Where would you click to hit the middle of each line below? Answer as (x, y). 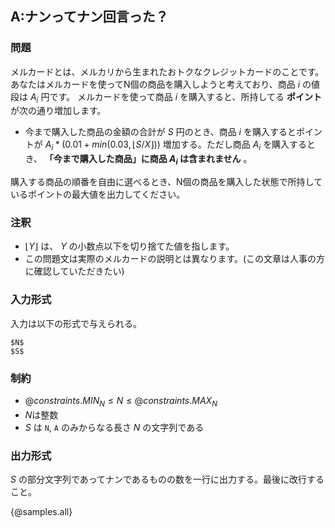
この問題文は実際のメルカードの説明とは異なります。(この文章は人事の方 (175, 259)
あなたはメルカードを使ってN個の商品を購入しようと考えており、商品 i (155, 84)
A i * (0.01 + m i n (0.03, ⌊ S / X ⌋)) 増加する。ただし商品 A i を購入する (176, 145)
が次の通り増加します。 (58, 111)
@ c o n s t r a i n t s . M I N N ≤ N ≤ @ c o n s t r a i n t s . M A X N (121, 401)
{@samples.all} (41, 512)
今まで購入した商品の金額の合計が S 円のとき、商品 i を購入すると (160, 132)
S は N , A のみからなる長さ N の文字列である (114, 427)
